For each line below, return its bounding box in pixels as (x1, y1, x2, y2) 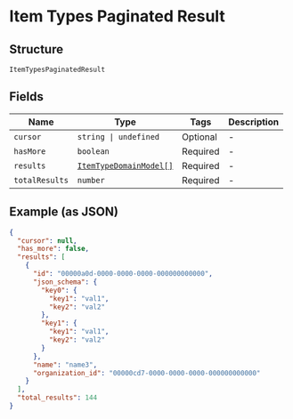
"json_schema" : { (32, 278, 98, 286)
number (77, 175, 105, 185)
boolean (77, 146, 110, 157)
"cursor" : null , (17, 236, 77, 246)
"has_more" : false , (17, 245, 90, 254)
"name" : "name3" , (32, 360, 98, 369)
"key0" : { (41, 286, 77, 294)
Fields (9, 89, 45, 104)
